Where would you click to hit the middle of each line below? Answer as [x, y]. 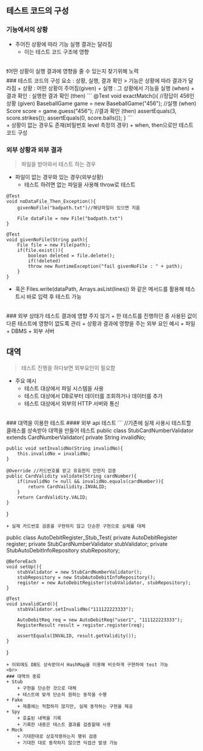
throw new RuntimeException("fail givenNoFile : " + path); [105, 266]
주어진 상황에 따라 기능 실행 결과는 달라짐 [64, 44]
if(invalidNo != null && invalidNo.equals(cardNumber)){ [91, 481]
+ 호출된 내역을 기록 [39, 718]
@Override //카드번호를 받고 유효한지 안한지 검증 [61, 471]
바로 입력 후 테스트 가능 [54, 296]
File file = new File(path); [54, 245]
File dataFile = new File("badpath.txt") [70, 218]
